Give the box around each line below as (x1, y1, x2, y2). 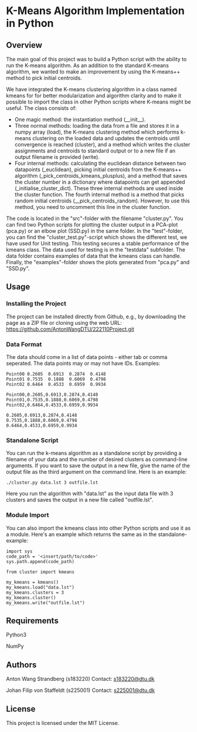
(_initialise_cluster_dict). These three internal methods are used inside (14, 185, 184, 192)
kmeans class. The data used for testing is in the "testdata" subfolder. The (6, 246, 186, 253)
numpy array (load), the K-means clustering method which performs (14, 128, 179, 135)
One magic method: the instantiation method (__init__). (14, 116, 146, 123)
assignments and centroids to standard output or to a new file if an (14, 147, 176, 154)
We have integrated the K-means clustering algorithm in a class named (6, 86, 177, 92)
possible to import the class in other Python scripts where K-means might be (6, 98, 191, 105)
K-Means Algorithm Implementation (6, 4, 185, 18)
